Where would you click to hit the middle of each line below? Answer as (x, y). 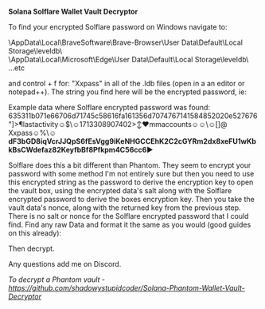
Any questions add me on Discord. (65, 264)
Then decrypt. (31, 248)
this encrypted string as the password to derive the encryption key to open (131, 182)
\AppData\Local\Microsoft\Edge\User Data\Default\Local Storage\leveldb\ (129, 59)
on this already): (35, 233)
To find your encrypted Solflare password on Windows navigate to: (118, 27)
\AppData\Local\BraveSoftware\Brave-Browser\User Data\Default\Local (125, 42)
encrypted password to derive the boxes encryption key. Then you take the (131, 199)
